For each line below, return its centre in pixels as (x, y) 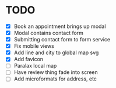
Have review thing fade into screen (56, 72)
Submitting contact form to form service (62, 40)
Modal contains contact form (49, 33)
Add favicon (29, 59)
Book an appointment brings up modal (60, 26)
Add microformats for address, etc (55, 79)
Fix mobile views (34, 46)
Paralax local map (35, 66)
